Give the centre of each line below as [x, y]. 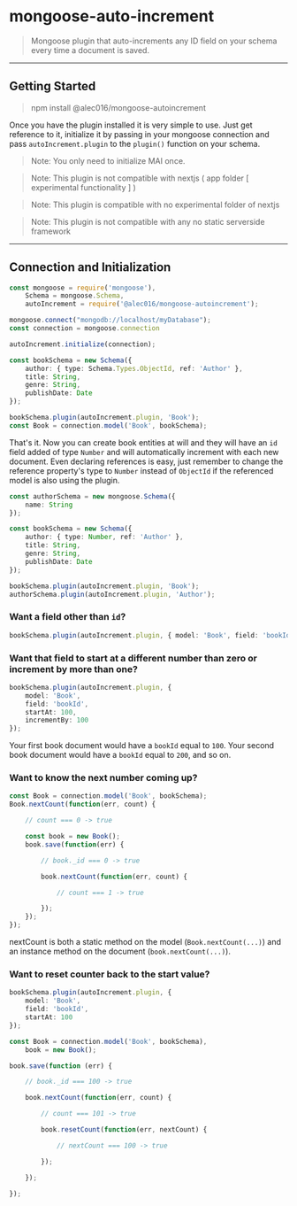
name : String [49, 505]
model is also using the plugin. [65, 480]
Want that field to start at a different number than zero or [133, 658]
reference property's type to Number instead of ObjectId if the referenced [141, 470]
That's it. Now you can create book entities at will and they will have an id [144, 442]
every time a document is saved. [90, 50]
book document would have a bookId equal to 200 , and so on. [120, 755]
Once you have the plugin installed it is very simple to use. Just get [131, 125]
